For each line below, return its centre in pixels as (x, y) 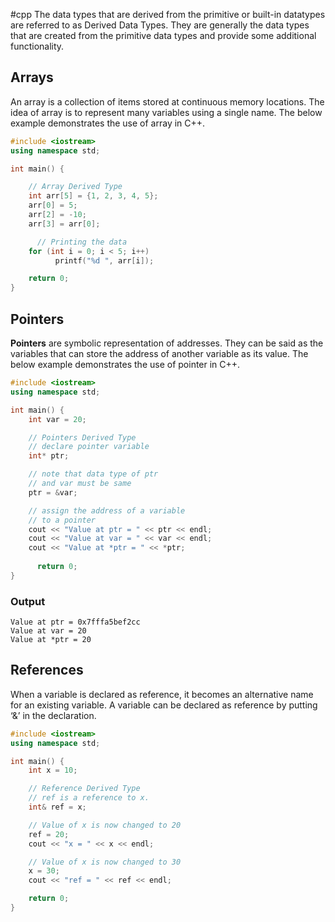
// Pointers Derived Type (82, 437)
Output (28, 601)
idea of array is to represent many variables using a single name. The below (166, 112)
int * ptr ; (49, 456)
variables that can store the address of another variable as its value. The (159, 353)
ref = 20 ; (49, 834)
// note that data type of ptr (93, 474)
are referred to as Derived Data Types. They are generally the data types (160, 25)
